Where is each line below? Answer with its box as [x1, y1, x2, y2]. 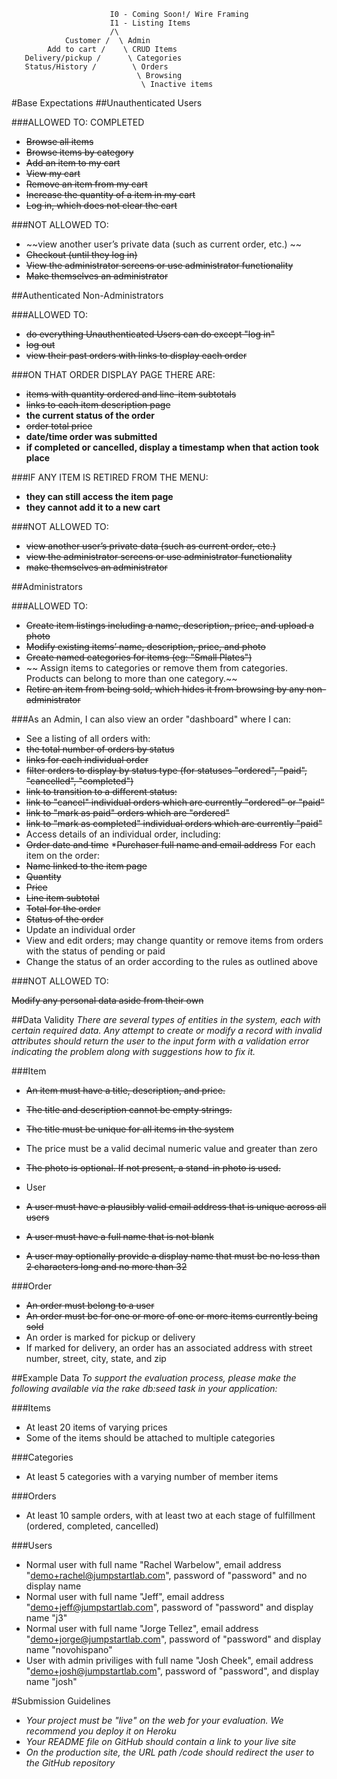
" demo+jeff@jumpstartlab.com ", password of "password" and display [25, 1601, 314, 1613]
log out [25, 339, 56, 350]
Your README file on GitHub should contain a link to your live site [25, 1736, 297, 1747]
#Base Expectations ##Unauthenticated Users [11, 97, 203, 109]
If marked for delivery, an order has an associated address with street [25, 1342, 313, 1354]
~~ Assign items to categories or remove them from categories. [25, 662, 288, 674]
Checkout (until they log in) [25, 249, 138, 260]
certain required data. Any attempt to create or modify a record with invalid [11, 1025, 323, 1036]
